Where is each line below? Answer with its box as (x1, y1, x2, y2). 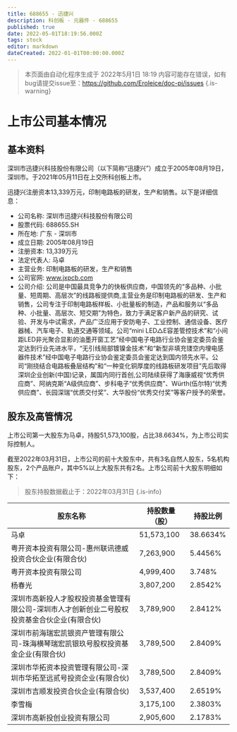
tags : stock (7, 37, 42, 44)
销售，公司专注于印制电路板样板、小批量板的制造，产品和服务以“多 (17, 299, 212, 308)
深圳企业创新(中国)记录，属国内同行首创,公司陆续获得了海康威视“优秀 (17, 370, 219, 378)
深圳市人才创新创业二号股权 (36, 604, 129, 614)
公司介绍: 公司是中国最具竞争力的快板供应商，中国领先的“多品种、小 (17, 282, 216, 290)
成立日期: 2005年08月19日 (17, 238, 95, 246)
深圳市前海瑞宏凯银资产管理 (11, 628, 104, 637)
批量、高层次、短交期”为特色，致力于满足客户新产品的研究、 (36, 308, 212, 317)
